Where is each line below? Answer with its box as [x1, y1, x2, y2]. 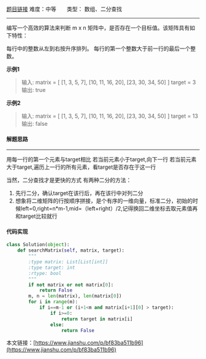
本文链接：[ [6, 339, 36, 347]
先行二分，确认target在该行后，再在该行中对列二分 [15, 190, 143, 197]
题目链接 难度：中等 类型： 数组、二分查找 [6, 6, 123, 12]
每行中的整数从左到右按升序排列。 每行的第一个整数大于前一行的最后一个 [6, 45, 191, 52]
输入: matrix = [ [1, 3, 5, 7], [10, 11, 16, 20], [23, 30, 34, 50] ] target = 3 [21, 79, 196, 86]
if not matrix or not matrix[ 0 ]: [28, 282, 114, 288]
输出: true [21, 87, 46, 93]
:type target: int [28, 264, 75, 271]
